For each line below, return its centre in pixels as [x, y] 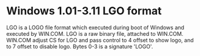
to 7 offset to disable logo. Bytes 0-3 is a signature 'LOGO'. [80, 46]
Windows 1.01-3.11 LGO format [84, 11]
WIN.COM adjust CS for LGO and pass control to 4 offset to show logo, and [100, 40]
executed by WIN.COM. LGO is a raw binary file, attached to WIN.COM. [95, 33]
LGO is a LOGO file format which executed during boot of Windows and [95, 27]
